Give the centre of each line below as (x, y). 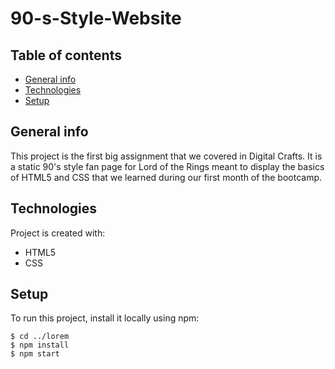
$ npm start (35, 354)
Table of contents (66, 55)
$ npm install (40, 345)
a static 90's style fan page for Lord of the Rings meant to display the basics (167, 166)
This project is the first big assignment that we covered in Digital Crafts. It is (166, 156)
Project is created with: (58, 233)
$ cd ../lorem (40, 337)
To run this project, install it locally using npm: (105, 318)
